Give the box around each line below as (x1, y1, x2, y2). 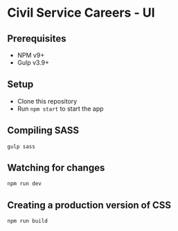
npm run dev (7, 180, 42, 187)
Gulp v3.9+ (17, 58, 50, 67)
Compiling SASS (7, 125, 80, 136)
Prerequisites (7, 33, 66, 45)
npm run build (7, 218, 48, 225)
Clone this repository (17, 97, 78, 105)
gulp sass (7, 143, 36, 150)
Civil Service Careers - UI (7, 5, 155, 21)
